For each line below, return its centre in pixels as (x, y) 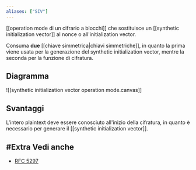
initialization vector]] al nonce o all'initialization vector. (71, 34)
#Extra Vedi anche (40, 147)
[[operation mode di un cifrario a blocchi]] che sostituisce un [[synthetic (92, 28)
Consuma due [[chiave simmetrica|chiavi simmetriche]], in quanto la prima (96, 45)
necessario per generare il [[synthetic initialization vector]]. (77, 129)
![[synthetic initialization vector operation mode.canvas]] (74, 90)
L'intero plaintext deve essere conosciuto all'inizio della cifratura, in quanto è (98, 122)
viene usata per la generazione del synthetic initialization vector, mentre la (95, 52)
